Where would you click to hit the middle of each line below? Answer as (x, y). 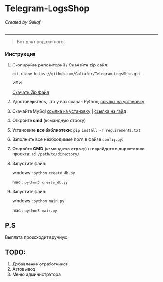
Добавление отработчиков (40, 264)
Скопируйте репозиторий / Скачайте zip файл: (60, 65)
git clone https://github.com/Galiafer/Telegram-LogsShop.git (76, 74)
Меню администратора (36, 274)
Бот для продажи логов (41, 42)
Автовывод (24, 269)
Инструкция (20, 54)
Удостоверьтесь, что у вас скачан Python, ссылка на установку (78, 101)
